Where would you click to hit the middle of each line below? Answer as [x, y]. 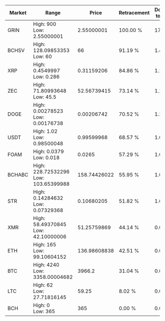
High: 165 [45, 245]
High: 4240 [46, 265]
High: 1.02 [45, 131]
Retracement [134, 13]
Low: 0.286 [46, 77]
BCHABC [18, 175]
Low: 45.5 [45, 97]
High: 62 [43, 285]
